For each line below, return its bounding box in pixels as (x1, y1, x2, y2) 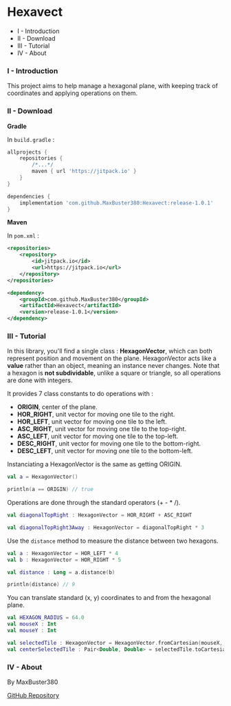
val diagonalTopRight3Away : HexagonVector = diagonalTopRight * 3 (7, 524, 205, 531)
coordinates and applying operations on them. (7, 89, 138, 97)
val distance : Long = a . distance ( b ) (7, 569, 115, 576)
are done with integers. (7, 376, 73, 384)
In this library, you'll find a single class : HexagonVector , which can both (7, 347, 213, 355)
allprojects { (7, 149, 48, 156)
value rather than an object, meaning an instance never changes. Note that (7, 362, 220, 370)
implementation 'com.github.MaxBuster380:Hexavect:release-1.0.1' (19, 199, 214, 207)
